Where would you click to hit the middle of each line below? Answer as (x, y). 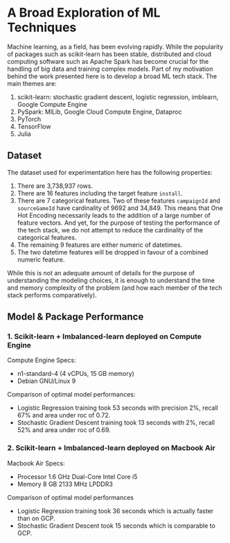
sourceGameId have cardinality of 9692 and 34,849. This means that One (120, 208)
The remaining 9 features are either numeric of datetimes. (100, 245)
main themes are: (32, 83)
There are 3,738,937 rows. (55, 186)
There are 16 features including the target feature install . (100, 193)
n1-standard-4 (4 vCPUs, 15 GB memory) (76, 374)
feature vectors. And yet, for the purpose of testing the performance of (118, 223)
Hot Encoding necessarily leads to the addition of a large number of (114, 215)
